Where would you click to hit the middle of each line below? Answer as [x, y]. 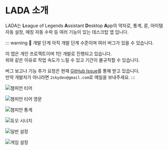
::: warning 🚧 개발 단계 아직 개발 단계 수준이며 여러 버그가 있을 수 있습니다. [80, 43]
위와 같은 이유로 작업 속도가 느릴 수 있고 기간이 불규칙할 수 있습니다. [73, 60]
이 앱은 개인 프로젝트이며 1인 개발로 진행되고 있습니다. [59, 54]
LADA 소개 [27, 10]
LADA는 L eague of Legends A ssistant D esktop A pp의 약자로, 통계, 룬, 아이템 [84, 26]
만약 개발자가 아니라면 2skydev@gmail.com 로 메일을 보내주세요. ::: [70, 77]
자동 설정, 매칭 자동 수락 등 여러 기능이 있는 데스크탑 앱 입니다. [67, 32]
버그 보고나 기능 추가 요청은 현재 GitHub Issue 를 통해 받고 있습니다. [73, 71]
